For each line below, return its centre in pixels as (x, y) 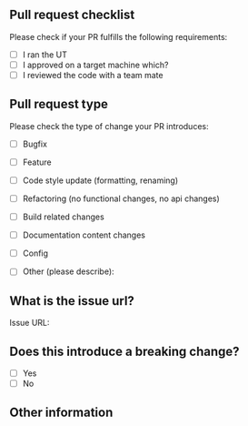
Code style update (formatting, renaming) (100, 180)
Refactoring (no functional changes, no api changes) (121, 198)
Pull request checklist (72, 15)
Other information (61, 413)
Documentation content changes (84, 235)
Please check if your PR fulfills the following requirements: (119, 36)
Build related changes (63, 217)
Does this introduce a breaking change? (124, 351)
